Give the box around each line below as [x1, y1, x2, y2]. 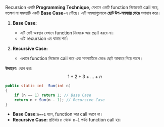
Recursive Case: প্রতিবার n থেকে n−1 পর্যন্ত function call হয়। [12, 117, 123, 123]
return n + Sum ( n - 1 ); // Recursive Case [14, 97, 105, 102]
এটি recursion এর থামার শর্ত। [20, 35, 70, 41]
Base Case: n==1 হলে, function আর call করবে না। [12, 111, 103, 117]
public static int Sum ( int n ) [5, 83, 71, 88]
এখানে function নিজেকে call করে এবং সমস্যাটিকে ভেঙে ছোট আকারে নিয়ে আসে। [20, 55, 143, 61]
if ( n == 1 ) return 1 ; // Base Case [14, 93, 92, 98]
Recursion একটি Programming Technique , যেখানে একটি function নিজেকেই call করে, [5, 5, 159, 10]
